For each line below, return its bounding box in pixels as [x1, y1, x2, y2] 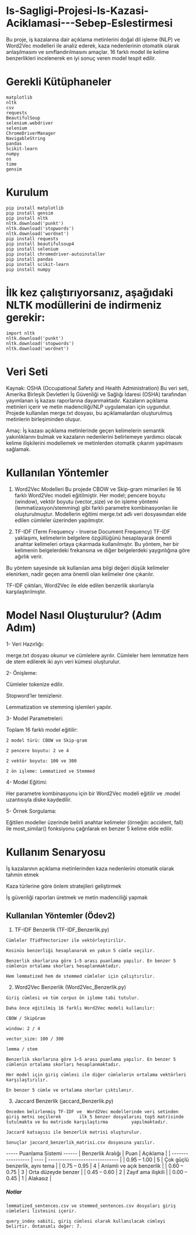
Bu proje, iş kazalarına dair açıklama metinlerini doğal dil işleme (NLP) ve [6, 36, 180, 43]
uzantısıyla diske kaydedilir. [6, 796, 72, 803]
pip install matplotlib [6, 205, 64, 211]
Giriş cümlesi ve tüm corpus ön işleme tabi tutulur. [6, 995, 140, 1001]
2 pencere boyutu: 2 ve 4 [6, 748, 69, 753]
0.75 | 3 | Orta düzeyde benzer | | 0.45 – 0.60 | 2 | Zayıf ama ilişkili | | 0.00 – [6, 1169, 188, 1176]
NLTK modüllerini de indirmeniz [6, 299, 162, 312]
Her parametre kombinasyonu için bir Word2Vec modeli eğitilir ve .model [6, 790, 181, 797]
